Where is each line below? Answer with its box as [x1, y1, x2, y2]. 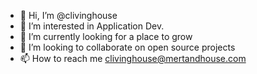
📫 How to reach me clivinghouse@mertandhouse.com [19, 53, 247, 64]
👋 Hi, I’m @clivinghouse [19, 10, 118, 21]
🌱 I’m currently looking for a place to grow [19, 31, 193, 42]
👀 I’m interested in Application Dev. [19, 20, 165, 32]
